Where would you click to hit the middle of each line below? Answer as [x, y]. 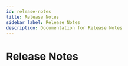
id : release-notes [29, 11]
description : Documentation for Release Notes [64, 28]
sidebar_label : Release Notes [43, 22]
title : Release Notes [33, 17]
